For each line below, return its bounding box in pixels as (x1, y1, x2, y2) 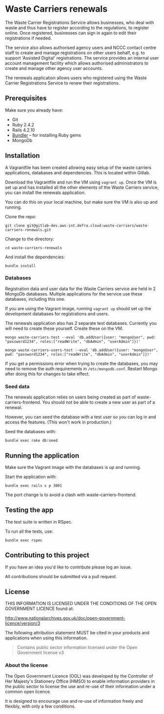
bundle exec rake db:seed (5, 438, 58, 443)
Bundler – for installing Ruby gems (12, 132, 82, 138)
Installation (5, 151, 40, 160)
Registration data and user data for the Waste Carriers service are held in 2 (5, 286, 156, 292)
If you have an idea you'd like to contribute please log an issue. (5, 564, 132, 570)
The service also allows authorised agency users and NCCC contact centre (5, 44, 157, 50)
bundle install (5, 263, 36, 268)
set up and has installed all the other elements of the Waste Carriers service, (5, 184, 159, 190)
